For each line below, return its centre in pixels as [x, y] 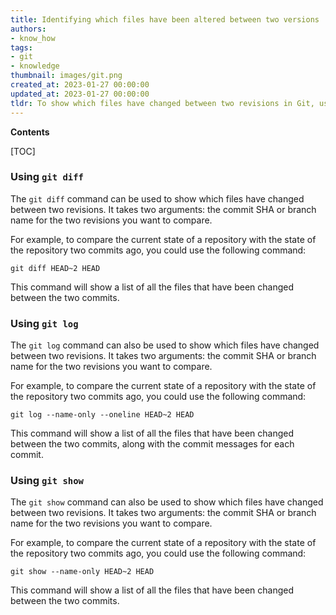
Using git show [47, 481]
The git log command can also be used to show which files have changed [165, 345]
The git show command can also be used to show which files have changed [167, 502]
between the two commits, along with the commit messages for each [152, 444]
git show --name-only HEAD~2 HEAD [82, 572]
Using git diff [47, 177]
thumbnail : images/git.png [66, 76]
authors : [28, 29]
